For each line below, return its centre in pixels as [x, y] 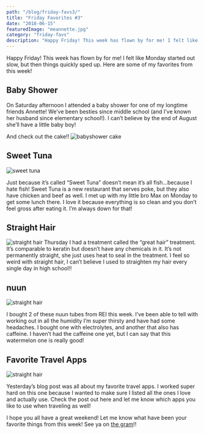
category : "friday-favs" [38, 35]
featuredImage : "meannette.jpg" [47, 29]
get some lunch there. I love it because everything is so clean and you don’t [101, 202]
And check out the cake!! [38, 136]
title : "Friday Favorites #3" [45, 18]
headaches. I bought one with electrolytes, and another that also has [93, 327]
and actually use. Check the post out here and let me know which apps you [101, 400]
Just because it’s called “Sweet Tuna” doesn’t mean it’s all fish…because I [99, 182]
